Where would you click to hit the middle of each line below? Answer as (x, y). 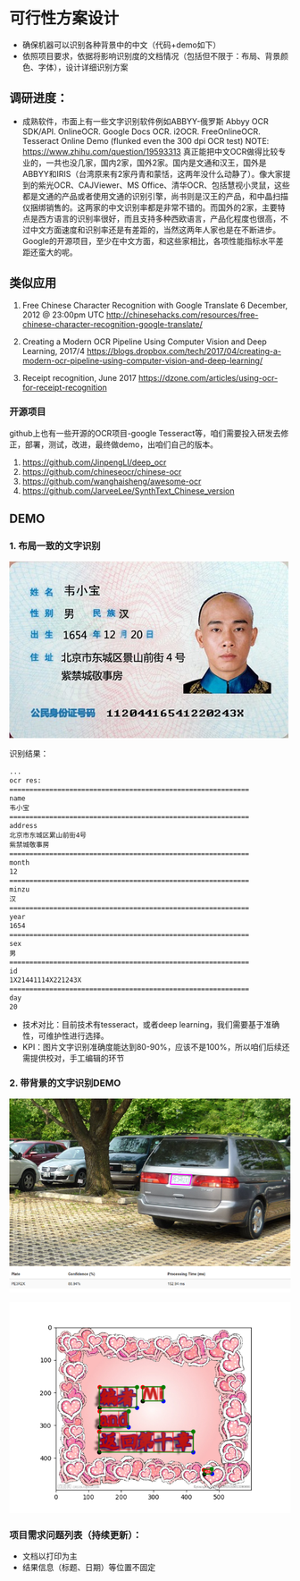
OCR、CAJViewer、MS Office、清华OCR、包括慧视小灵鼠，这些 (171, 185)
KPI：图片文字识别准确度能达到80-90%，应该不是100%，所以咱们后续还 (156, 1046)
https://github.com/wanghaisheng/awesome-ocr (112, 481)
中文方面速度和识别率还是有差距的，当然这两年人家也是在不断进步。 (155, 230)
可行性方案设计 (64, 18)
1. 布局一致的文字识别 (55, 546)
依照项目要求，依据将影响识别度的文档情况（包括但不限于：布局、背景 (151, 55)
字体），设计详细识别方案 (83, 67)
